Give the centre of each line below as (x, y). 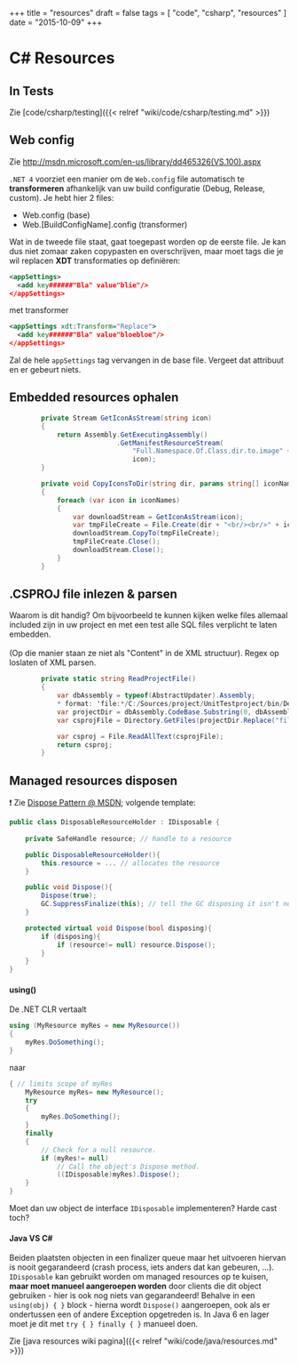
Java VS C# (31, 1238)
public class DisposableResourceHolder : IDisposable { (114, 822)
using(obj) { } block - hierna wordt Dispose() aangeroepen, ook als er (140, 1305)
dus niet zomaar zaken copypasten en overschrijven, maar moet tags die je (146, 251)
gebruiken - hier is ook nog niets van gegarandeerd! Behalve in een (132, 1296)
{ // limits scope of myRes (61, 1084)
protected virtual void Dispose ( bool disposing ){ (119, 928)
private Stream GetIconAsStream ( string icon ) (127, 418)
